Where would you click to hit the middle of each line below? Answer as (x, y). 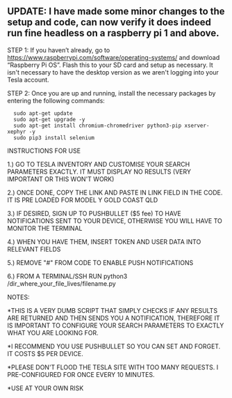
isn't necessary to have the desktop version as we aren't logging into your (113, 72)
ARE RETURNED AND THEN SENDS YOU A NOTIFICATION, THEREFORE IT (114, 318)
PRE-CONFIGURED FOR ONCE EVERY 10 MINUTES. (81, 374)
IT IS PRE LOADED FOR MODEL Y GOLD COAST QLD (83, 200)
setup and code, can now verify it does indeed (109, 23)
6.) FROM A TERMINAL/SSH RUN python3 (67, 276)
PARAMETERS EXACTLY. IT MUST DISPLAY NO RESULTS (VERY (99, 171)
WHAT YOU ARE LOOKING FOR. (53, 332)
